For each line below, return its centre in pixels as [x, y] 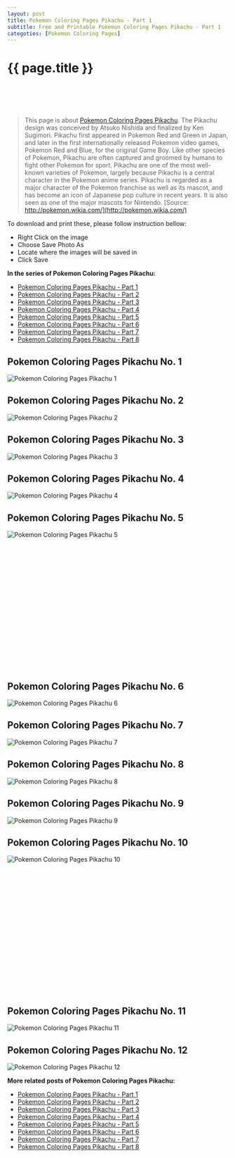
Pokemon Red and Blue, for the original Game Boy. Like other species [125, 150]
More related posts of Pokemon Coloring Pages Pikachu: [91, 1081]
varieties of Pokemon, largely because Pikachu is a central [130, 172]
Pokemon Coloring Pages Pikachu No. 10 [98, 842]
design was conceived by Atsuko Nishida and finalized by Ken [114, 128]
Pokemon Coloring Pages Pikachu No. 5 [95, 518]
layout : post [26, 14]
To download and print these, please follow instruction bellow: [97, 224]
